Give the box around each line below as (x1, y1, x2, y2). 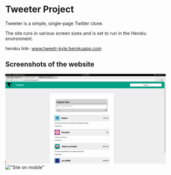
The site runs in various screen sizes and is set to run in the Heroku (5, 30, 147, 36)
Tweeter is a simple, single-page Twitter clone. (5, 20, 103, 26)
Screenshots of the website (5, 60, 95, 69)
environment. (5, 36, 33, 42)
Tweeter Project (5, 4, 74, 15)
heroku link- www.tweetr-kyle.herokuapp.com (5, 45, 102, 51)
